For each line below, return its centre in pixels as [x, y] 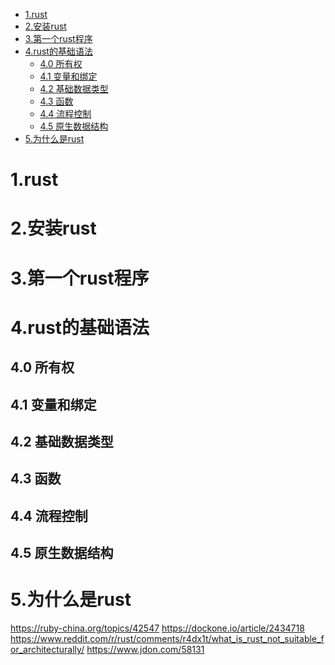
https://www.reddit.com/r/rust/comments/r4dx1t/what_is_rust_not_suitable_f [167, 639]
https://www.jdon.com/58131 [145, 650]
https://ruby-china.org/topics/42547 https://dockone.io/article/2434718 [157, 628]
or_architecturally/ [47, 650]
